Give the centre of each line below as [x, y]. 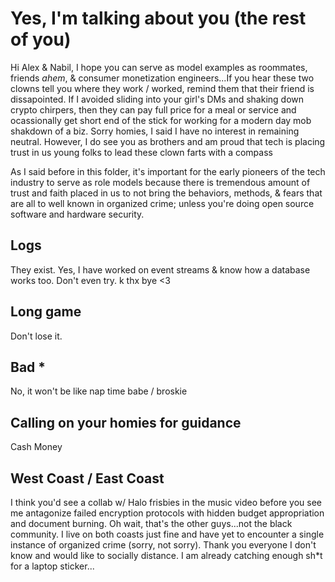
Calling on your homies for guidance [126, 422]
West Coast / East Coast [87, 478]
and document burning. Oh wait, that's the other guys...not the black [151, 523]
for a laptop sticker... [52, 566]
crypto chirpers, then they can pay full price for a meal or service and [153, 109]
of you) [41, 39]
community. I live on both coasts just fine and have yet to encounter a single [167, 534]
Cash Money [36, 447]
